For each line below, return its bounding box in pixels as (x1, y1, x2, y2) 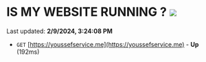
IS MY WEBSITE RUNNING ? (6, 4, 168, 20)
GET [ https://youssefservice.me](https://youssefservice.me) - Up (16, 40, 199, 48)
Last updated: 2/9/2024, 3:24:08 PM (6, 27, 113, 35)
